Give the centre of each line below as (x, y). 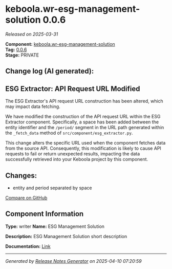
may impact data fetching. (33, 106)
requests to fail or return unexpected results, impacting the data (73, 154)
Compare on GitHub (26, 198)
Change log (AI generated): (50, 71)
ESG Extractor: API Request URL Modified (73, 89)
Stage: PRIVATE (22, 55)
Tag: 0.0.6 (16, 49)
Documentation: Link (28, 246)
